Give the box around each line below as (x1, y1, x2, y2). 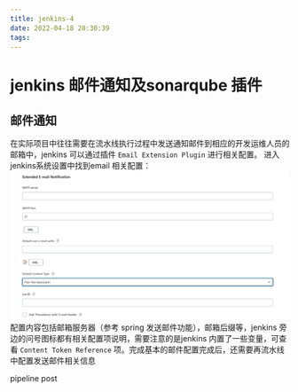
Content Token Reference (20, 346, 112, 355)
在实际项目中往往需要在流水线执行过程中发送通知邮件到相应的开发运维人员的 (10, 138, 290, 149)
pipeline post (10, 372, 58, 383)
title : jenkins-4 (10, 14, 74, 23)
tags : (10, 33, 30, 42)
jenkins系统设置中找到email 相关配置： (10, 161, 152, 171)
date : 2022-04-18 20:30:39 (10, 23, 110, 33)
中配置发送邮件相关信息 (10, 355, 96, 365)
